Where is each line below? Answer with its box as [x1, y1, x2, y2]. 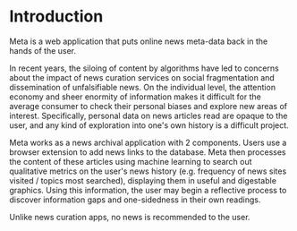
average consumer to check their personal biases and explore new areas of [9, 100, 288, 111]
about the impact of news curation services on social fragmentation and [9, 72, 275, 82]
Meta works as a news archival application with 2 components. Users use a [9, 137, 287, 148]
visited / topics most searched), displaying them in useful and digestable [9, 175, 277, 185]
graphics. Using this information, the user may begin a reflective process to [9, 184, 287, 195]
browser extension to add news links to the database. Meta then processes [9, 146, 286, 158]
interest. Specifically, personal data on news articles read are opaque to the [9, 110, 288, 121]
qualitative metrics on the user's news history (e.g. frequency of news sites [9, 166, 287, 176]
